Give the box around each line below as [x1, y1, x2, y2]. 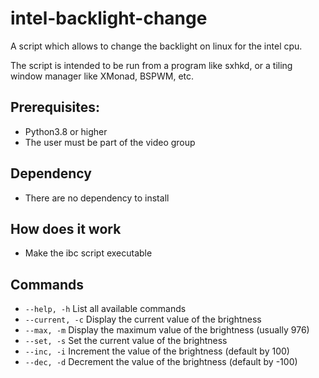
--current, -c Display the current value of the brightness [24, 313, 262, 326]
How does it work [10, 220, 122, 237]
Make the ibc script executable [24, 247, 153, 259]
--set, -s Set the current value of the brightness [24, 335, 228, 347]
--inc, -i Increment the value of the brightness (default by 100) [24, 345, 290, 357]
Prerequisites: [10, 99, 100, 116]
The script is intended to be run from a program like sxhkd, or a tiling [10, 59, 293, 71]
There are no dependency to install [24, 192, 170, 204]
